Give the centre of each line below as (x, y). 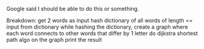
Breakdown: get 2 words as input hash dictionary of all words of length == (100, 20)
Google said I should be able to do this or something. (73, 9)
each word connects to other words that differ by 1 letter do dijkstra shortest (102, 33)
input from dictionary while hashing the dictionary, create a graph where (97, 27)
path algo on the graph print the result (54, 40)
